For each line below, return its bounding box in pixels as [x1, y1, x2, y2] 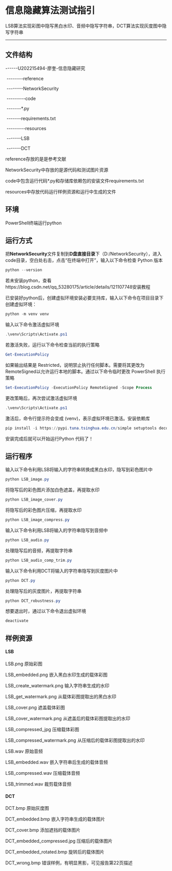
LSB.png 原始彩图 [5, 661, 42, 667]
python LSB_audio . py [5, 537, 50, 543]
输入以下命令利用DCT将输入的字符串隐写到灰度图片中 [5, 567, 118, 574]
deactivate [5, 618, 29, 624]
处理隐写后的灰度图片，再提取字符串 [5, 588, 82, 594]
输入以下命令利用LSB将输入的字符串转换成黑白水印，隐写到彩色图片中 [5, 467, 153, 473]
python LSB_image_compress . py [5, 518, 70, 523]
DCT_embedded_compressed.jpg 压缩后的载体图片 [5, 838, 113, 844]
